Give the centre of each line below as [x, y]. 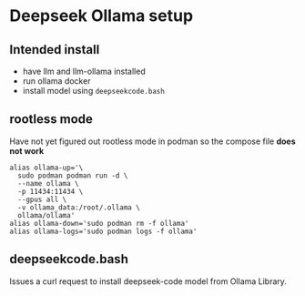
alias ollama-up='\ [46, 168]
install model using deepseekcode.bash [94, 91]
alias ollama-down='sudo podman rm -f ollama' [99, 223]
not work [27, 150]
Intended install [55, 50]
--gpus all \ [42, 199]
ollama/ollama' [46, 215]
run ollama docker [56, 81]
